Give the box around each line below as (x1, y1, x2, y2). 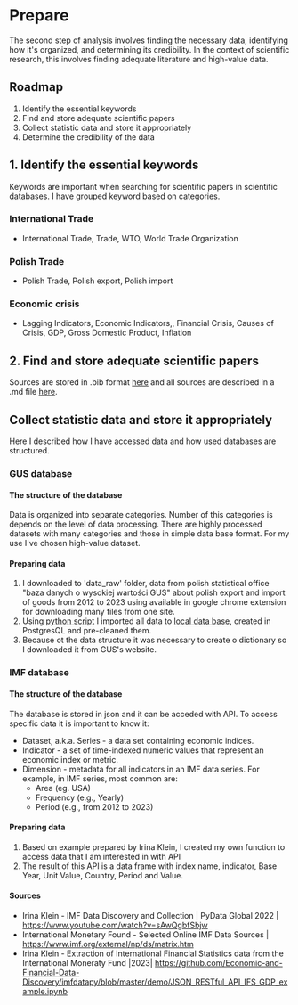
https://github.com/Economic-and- (154, 957, 283, 968)
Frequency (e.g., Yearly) (35, 792, 125, 803)
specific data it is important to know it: (9, 718, 149, 729)
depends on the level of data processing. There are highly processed (9, 519, 262, 530)
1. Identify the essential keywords (9, 158, 199, 173)
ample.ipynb (21, 985, 68, 996)
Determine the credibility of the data (21, 131, 156, 143)
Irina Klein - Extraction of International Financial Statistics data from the (21, 948, 285, 959)
